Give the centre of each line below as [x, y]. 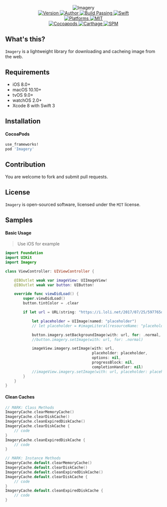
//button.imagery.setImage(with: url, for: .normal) [87, 339]
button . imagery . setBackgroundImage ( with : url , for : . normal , [96, 335]
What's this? [25, 39]
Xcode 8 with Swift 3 [34, 105]
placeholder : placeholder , [120, 353]
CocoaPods [17, 134]
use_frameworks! [22, 145]
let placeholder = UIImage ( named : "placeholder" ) [84, 321]
